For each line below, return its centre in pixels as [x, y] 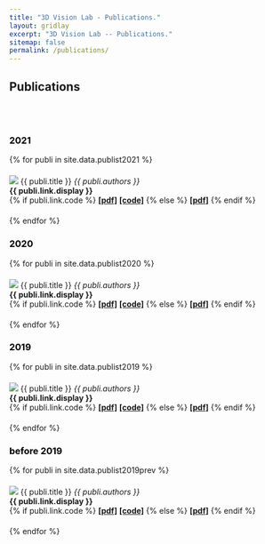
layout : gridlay [39, 26]
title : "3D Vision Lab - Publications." [85, 17]
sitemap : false [37, 42]
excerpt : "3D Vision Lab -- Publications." [91, 34]
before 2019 [36, 451]
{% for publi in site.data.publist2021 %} [81, 160]
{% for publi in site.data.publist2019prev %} [89, 470]
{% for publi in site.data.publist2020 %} [82, 263]
